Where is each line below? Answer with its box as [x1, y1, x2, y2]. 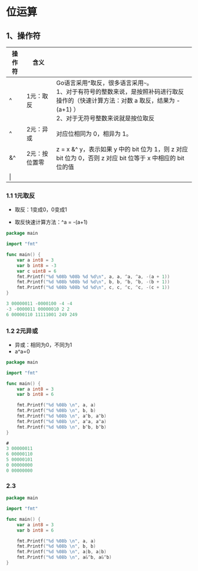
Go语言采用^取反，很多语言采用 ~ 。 [56, 79, 153, 87]
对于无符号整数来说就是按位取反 [65, 114, 155, 122]
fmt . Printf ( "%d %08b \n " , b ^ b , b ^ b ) [16, 424, 107, 430]
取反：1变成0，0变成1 [14, 206, 67, 213]
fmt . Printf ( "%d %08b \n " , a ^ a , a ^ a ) [16, 418, 107, 425]
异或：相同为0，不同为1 [14, 341, 72, 348]
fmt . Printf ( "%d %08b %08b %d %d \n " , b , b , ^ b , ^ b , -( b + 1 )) [16, 279, 170, 285]
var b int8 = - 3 [16, 262, 57, 268]
